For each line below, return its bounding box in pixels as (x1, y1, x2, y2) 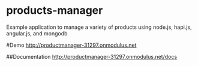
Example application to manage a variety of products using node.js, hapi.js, (6, 23, 192, 31)
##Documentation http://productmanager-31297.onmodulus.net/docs (6, 53, 178, 60)
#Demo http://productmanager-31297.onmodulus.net (6, 41, 137, 49)
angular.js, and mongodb (6, 29, 68, 37)
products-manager (6, 4, 103, 17)
